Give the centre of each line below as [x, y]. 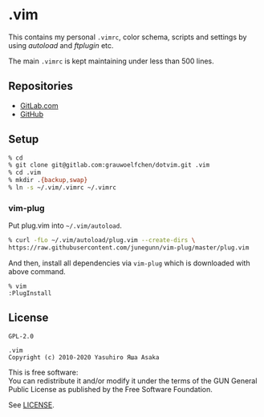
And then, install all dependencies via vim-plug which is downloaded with [129, 263]
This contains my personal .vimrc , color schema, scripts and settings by [128, 37]
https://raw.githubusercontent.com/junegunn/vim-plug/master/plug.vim [129, 248]
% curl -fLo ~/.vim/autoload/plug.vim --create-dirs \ [102, 241]
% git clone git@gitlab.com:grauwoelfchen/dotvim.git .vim [109, 165]
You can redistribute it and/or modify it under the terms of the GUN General [133, 381]
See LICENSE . [31, 405]
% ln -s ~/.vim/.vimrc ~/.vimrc [62, 188]
